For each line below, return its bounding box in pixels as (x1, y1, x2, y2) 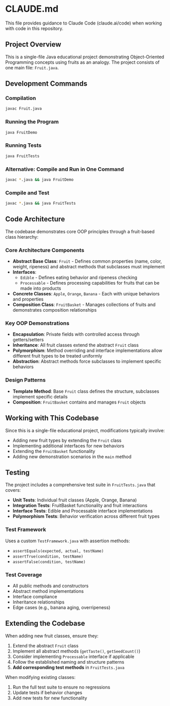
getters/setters (12, 337, 44, 343)
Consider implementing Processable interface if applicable (12, 653, 134, 660)
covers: (5, 487, 21, 493)
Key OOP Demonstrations (5, 320, 70, 327)
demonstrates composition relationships (12, 307, 97, 313)
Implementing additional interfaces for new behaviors (12, 442, 124, 449)
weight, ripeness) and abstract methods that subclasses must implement (12, 264, 165, 270)
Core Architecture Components (5, 246, 85, 254)
